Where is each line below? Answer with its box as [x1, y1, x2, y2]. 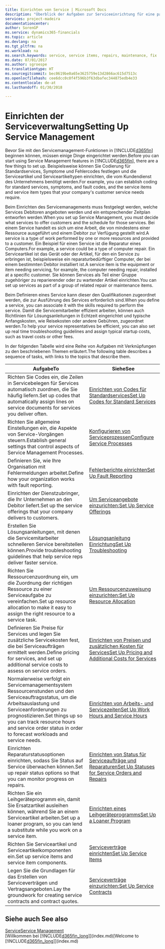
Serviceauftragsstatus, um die [7, 694, 77, 701]
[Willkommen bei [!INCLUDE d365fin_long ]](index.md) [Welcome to [5, 933, 139, 939]
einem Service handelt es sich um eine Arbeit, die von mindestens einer [5, 225, 150, 231]
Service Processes [89, 440, 133, 447]
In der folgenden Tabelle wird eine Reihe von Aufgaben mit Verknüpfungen [5, 343, 156, 349]
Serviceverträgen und [7, 880, 58, 887]
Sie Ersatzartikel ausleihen [7, 802, 69, 809]
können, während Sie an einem [7, 808, 79, 815]
